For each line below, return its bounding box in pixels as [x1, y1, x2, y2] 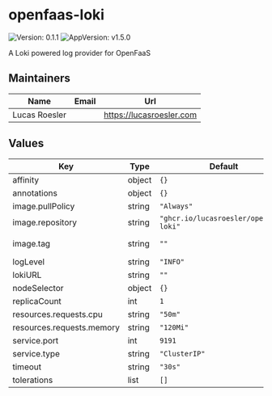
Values [8, 137, 45, 150]
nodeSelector [12, 282, 64, 293]
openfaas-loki [8, 6, 105, 24]
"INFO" [159, 257, 185, 266]
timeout [12, 361, 42, 373]
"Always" [159, 201, 193, 211]
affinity [12, 174, 39, 185]
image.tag [12, 238, 51, 249]
